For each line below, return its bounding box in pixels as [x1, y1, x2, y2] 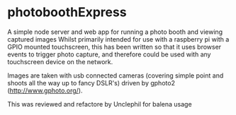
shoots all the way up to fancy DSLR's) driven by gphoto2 [7, 78, 176, 87]
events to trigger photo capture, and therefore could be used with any [7, 50, 211, 59]
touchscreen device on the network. [7, 57, 113, 66]
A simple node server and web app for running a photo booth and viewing [7, 28, 223, 36]
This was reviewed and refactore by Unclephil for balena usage [7, 99, 193, 108]
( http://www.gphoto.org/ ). [7, 86, 83, 95]
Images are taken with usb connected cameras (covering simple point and [7, 71, 224, 80]
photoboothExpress [7, 4, 127, 20]
